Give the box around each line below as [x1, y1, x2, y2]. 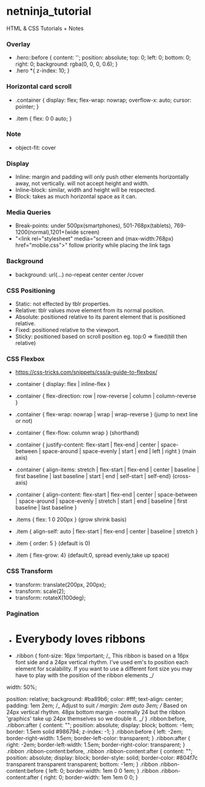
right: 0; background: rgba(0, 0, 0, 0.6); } [15, 60, 118, 68]
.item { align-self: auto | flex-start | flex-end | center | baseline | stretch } [15, 528, 198, 535]
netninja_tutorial [6, 4, 92, 18]
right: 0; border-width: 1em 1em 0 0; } [43, 773, 138, 781]
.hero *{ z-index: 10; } [15, 67, 70, 74]
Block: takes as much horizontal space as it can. [15, 193, 137, 200]
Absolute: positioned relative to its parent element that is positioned [15, 313, 185, 320]
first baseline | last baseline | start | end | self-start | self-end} [15, 473, 171, 480]
